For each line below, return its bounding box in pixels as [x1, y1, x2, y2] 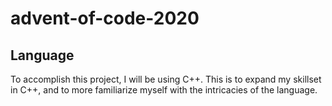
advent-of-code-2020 [10, 7, 200, 30]
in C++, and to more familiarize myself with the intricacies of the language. [10, 84, 318, 96]
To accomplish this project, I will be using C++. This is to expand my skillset [10, 73, 322, 85]
